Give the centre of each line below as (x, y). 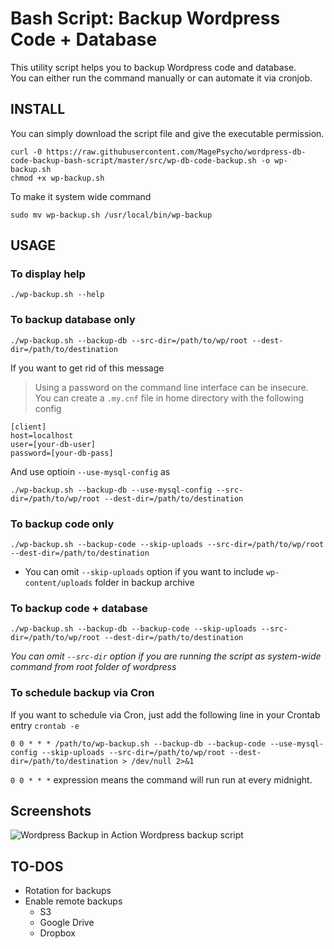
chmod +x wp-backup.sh (57, 178)
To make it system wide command (81, 196)
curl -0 (26, 152)
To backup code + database (79, 608)
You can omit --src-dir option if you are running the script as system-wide (166, 656)
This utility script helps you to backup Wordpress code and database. (153, 67)
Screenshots (51, 811)
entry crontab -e (45, 725)
